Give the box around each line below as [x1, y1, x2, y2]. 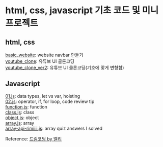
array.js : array [5, 120, 35, 126]
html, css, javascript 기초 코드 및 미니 [5, 5, 159, 16]
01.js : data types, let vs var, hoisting [5, 93, 80, 99]
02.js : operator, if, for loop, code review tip [5, 98, 95, 104]
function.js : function [5, 103, 47, 109]
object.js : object [5, 115, 39, 121]
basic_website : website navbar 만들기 [5, 52, 84, 58]
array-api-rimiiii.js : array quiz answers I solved [5, 125, 103, 131]
